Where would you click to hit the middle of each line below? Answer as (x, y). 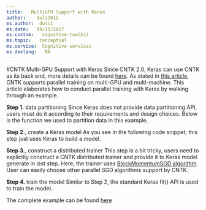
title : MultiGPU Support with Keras (56, 12)
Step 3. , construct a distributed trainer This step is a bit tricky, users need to (103, 150)
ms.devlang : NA (29, 52)
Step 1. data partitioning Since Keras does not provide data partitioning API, (102, 107)
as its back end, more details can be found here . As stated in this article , (97, 76)
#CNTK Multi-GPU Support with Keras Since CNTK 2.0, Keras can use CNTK (103, 69)
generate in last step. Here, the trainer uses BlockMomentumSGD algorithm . (102, 163)
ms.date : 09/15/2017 (35, 29)
